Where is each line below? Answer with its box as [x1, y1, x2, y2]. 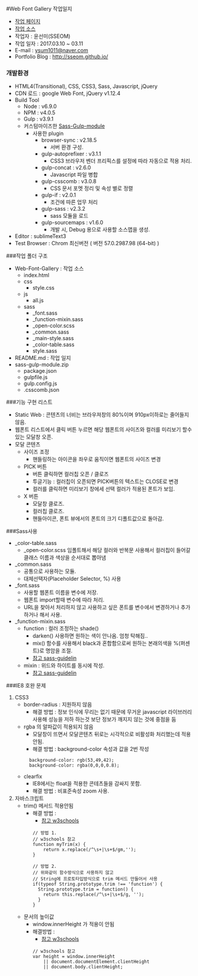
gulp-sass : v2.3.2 [41, 205, 86, 213]
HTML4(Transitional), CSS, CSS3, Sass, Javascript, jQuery [14, 83, 158, 90]
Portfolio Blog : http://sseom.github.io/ [14, 53, 108, 60]
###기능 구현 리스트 [6, 398, 53, 405]
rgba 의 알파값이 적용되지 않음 [23, 723, 94, 730]
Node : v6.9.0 [23, 103, 58, 110]
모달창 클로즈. [32, 500, 65, 508]
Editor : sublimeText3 [14, 233, 66, 240]
